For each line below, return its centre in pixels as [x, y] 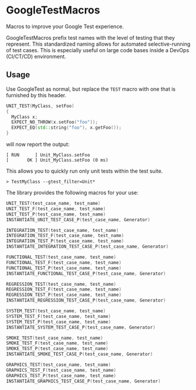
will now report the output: [38, 144]
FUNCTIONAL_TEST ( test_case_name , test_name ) [61, 257]
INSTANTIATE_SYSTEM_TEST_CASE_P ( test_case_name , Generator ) [81, 327]
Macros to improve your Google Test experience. [65, 26]
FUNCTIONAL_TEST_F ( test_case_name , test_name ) [64, 262]
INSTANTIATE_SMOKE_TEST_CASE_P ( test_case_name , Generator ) [80, 354]
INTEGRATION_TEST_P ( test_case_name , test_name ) [65, 241]
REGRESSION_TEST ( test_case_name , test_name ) [61, 284]
